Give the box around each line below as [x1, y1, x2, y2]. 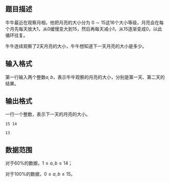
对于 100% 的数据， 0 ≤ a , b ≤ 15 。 [5, 171, 76, 177]
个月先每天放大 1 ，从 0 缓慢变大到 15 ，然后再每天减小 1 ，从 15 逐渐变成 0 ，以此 [5, 26, 162, 32]
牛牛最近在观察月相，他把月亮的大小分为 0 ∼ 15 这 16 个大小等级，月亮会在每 [5, 19, 164, 26]
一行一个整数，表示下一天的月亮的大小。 [5, 111, 90, 118]
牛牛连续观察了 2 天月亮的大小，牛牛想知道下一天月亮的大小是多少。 [5, 43, 147, 49]
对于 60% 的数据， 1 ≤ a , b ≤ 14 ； [5, 160, 73, 166]
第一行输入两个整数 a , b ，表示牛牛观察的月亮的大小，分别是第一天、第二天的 [5, 74, 165, 80]
